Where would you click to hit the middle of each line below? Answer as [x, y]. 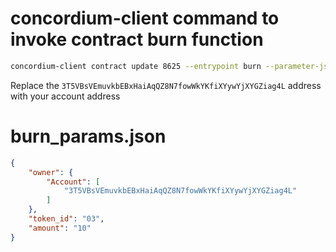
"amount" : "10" [60, 228]
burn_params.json [88, 136]
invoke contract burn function [137, 39]
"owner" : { [51, 172]
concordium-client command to [145, 18]
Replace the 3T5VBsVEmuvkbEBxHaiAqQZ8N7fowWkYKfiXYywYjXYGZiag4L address [166, 85]
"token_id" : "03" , [66, 219]
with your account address [65, 96]
